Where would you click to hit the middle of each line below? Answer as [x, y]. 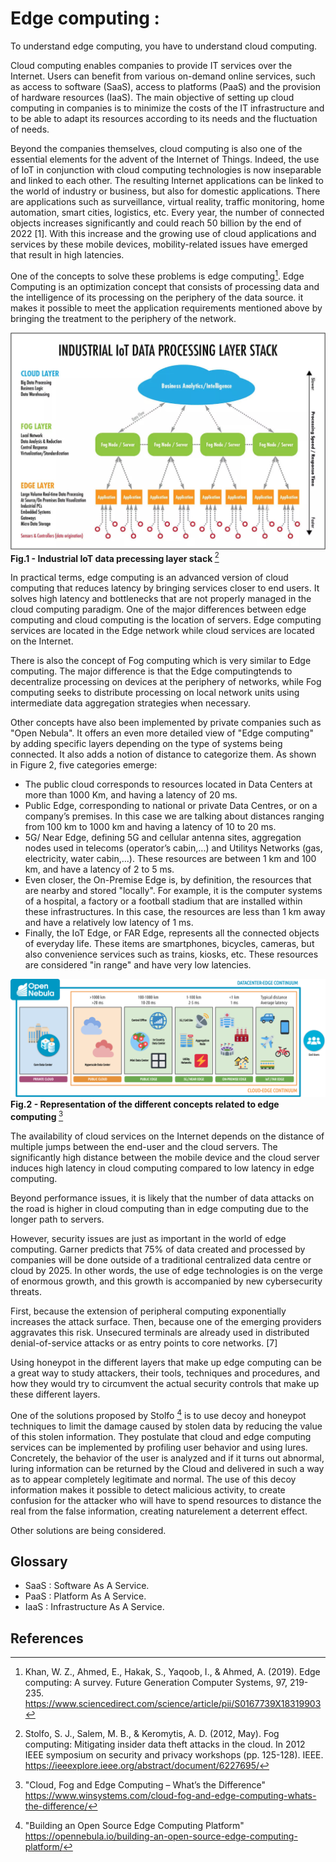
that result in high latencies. [67, 254]
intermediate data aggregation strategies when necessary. [130, 703]
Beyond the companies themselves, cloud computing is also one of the [156, 148]
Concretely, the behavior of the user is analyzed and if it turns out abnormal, [167, 1458]
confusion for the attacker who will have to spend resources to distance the [166, 1500]
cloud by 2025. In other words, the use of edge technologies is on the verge [166, 1270]
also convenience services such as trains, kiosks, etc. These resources [171, 954]
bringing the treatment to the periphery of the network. [123, 318]
